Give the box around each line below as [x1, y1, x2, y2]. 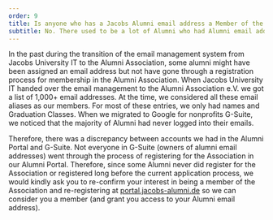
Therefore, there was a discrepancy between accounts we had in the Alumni [8, 134, 264, 144]
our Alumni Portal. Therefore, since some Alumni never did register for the [8, 160, 256, 170]
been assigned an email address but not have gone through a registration [8, 67, 254, 76]
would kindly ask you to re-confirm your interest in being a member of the [8, 177, 256, 187]
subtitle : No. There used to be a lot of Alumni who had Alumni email [8, 27, 253, 35]
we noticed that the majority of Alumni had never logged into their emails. [8, 119, 254, 128]
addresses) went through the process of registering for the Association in [8, 151, 254, 161]
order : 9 [8, 11, 38, 20]
